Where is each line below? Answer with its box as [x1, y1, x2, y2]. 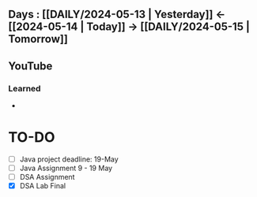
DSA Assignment [19, 173, 75, 182]
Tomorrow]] [8, 32, 69, 46]
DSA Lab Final [19, 181, 66, 191]
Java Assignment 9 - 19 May [19, 163, 113, 173]
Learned [8, 83, 41, 94]
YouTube [8, 59, 53, 72]
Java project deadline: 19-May [19, 154, 119, 164]
